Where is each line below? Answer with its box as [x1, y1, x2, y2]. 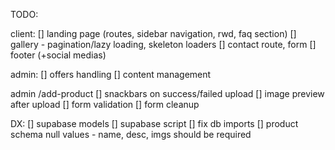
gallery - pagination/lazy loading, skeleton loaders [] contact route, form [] [10, 39, 317, 50]
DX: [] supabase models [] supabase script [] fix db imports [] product [10, 118, 299, 129]
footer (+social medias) [10, 49, 107, 61]
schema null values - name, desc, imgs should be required [10, 129, 252, 140]
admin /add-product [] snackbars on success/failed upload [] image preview [10, 88, 325, 99]
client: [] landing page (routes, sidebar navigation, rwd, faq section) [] [10, 28, 297, 39]
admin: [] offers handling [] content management [10, 69, 212, 80]
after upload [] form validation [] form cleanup [10, 99, 200, 110]
